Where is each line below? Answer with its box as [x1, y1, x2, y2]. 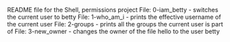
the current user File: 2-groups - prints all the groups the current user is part [7, 20, 223, 28]
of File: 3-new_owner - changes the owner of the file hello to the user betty [7, 27, 220, 35]
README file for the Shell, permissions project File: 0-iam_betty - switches [7, 6, 218, 14]
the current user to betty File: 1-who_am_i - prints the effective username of [7, 13, 222, 21]
